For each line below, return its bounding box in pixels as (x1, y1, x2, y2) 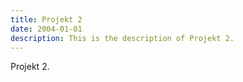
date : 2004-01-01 (10, 24, 83, 34)
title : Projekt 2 (10, 14, 83, 25)
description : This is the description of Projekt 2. (10, 33, 235, 43)
